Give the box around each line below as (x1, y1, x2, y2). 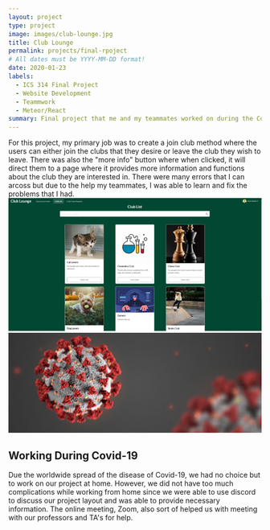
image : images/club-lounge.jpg (8, 30, 113, 38)
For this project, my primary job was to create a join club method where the (8, 138, 257, 148)
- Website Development (15, 89, 92, 97)
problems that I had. (8, 189, 75, 199)
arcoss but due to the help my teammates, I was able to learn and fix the (8, 181, 247, 191)
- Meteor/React (15, 106, 67, 114)
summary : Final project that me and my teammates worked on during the (8, 115, 253, 123)
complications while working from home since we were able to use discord (8, 487, 256, 497)
